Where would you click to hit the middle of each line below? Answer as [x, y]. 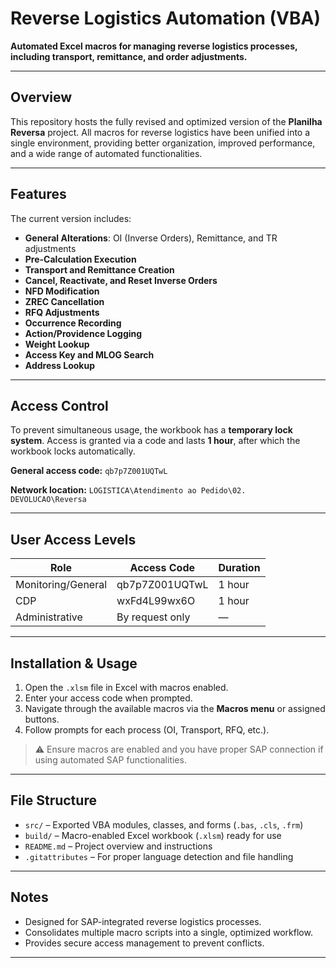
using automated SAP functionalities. [110, 760]
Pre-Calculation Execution [80, 259]
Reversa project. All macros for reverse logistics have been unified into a [160, 132]
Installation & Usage [74, 663]
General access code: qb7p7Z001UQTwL [89, 471]
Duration [239, 568]
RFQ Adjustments [62, 312]
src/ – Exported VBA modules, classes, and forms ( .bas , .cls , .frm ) [164, 824]
